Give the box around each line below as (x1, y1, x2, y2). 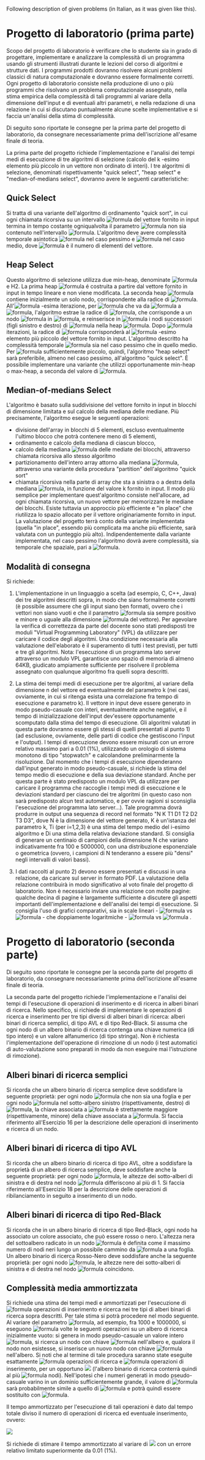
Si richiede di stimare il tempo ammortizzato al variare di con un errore (6, 1440, 192, 1448)
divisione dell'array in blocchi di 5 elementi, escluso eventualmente (15, 426, 185, 433)
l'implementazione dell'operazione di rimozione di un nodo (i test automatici (6, 1039, 198, 1046)
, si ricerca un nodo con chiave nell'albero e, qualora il (31, 1338, 195, 1346)
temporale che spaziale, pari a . (15, 543, 121, 551)
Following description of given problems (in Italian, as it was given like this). (6, 6, 197, 12)
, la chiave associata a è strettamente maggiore (31, 1105, 178, 1113)
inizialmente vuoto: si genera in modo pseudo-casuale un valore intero (6, 1332, 184, 1339)
